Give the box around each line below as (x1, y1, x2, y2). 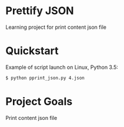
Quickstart (5, 44, 59, 58)
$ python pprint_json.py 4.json (5, 75, 85, 81)
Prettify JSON (5, 4, 74, 18)
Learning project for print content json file (5, 24, 107, 31)
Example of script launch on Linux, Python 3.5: (5, 63, 119, 71)
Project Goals (5, 95, 73, 108)
